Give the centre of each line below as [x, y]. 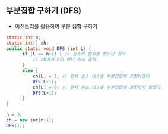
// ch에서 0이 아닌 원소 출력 [64, 60]
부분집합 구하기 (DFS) [44, 11]
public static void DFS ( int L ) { [49, 49]
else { [30, 71]
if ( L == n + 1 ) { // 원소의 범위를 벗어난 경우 [74, 54]
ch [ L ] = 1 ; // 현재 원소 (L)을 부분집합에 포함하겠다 [91, 76]
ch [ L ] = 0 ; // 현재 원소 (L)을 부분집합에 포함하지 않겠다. [98, 87]
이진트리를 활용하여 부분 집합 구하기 [56, 26]
